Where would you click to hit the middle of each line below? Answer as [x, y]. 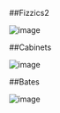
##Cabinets [30, 47]
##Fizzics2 [30, 13]
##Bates [24, 82]
